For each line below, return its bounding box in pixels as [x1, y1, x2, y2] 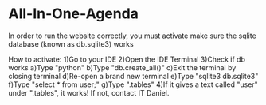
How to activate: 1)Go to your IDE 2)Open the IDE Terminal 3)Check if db [8, 54, 245, 64]
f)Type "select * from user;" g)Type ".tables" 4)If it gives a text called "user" [8, 80, 259, 89]
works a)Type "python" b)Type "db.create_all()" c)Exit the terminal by [8, 62, 237, 72]
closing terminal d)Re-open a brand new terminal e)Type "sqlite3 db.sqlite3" [8, 71, 259, 81]
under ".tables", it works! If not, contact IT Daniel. [8, 88, 170, 97]
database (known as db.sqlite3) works [8, 39, 134, 48]
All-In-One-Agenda [8, 5, 139, 23]
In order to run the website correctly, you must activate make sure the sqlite [8, 31, 256, 40]
